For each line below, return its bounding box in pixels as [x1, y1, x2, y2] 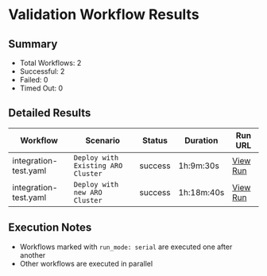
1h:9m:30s [178, 160, 220, 171]
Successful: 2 [19, 67, 65, 76]
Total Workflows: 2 [19, 58, 82, 67]
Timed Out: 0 [19, 83, 64, 93]
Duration [184, 135, 219, 146]
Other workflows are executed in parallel [19, 259, 153, 268]
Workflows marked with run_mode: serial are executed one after [19, 242, 233, 251]
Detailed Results [8, 106, 91, 120]
